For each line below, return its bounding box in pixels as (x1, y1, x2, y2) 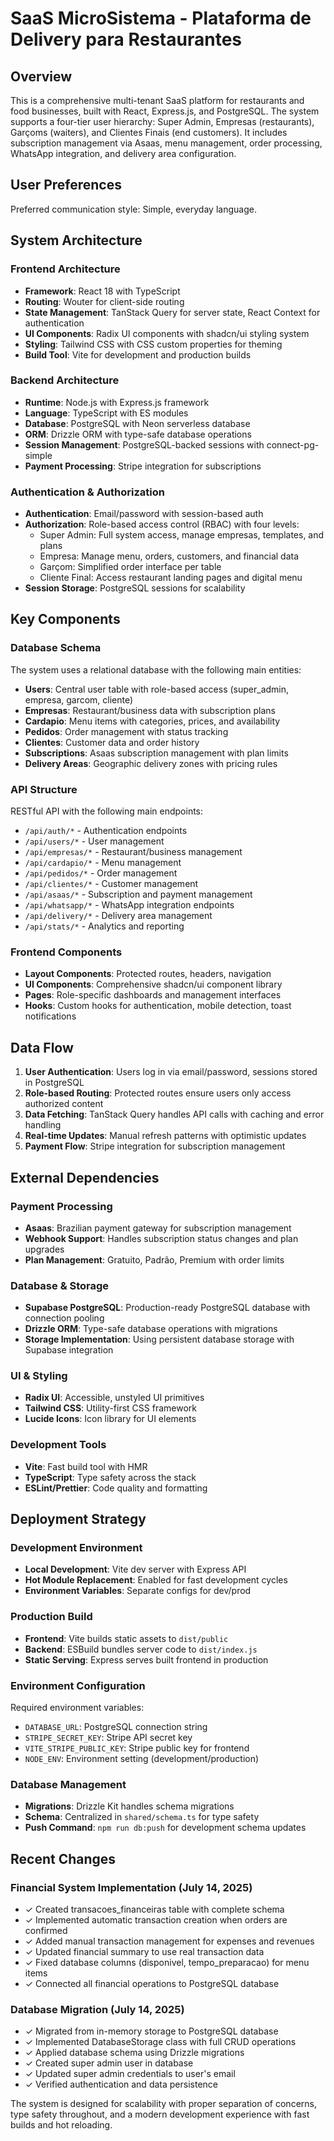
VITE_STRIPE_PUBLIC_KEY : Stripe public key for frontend (24, 1742, 250, 1754)
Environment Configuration (10, 1678, 146, 1692)
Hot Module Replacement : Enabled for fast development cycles (24, 1574, 288, 1586)
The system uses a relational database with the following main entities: (10, 663, 302, 676)
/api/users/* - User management (24, 835, 165, 847)
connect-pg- (266, 438, 320, 451)
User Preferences (10, 177, 122, 194)
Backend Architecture (10, 373, 120, 387)
